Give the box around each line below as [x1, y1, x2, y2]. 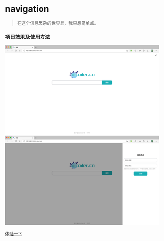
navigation [5, 3, 49, 15]
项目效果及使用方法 [5, 33, 50, 40]
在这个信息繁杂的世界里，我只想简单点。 [17, 20, 99, 26]
